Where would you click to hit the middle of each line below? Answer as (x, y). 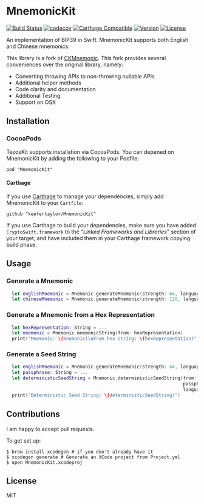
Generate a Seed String (41, 354)
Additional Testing (38, 95)
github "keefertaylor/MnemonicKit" (51, 214)
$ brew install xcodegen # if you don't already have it (80, 452)
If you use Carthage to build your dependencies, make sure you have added (101, 225)
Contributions (33, 414)
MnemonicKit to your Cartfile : (45, 202)
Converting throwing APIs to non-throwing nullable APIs (85, 76)
